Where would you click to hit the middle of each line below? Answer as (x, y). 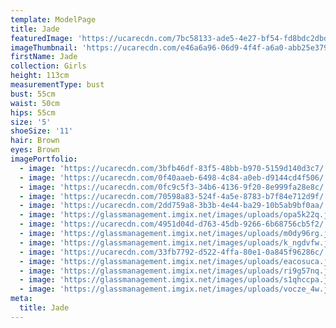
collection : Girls (48, 66)
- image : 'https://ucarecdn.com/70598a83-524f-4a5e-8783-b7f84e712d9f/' (174, 196)
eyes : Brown (35, 150)
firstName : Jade (44, 57)
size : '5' (31, 122)
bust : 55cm (33, 94)
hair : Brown (35, 141)
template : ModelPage (53, 19)
